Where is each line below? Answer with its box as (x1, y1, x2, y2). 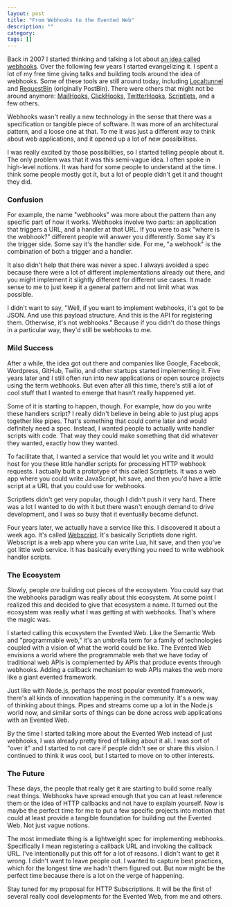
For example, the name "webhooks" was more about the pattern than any (7, 211, 217, 219)
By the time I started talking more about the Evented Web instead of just (7, 729, 213, 738)
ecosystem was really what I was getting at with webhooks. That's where (7, 608, 216, 616)
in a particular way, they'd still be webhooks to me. (7, 326, 152, 334)
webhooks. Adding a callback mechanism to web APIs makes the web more (7, 666, 223, 674)
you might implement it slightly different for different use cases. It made (7, 275, 211, 284)
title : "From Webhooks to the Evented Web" (7, 17, 135, 24)
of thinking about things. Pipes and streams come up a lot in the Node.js (7, 701, 213, 709)
